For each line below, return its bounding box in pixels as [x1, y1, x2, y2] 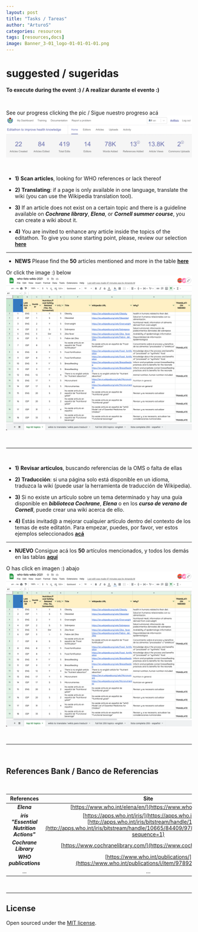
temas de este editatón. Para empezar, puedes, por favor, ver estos [14, 524, 179, 531]
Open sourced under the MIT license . [6, 919, 97, 926]
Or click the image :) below [6, 269, 72, 276]
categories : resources [6, 28, 62, 34]
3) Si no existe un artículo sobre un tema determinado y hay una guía [14, 493, 183, 501]
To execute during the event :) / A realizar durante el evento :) [6, 86, 160, 93]
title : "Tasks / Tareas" [6, 15, 67, 22]
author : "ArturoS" [6, 22, 51, 28]
